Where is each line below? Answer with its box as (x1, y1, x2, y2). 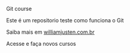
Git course (6, 5, 32, 12)
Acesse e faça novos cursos (6, 40, 76, 47)
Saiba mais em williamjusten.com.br (6, 28, 95, 36)
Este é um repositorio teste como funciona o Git (6, 17, 124, 23)
